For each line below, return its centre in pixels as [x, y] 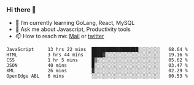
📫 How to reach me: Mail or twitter [60, 36]
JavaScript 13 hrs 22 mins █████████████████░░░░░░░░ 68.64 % [97, 50]
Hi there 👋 [21, 10]
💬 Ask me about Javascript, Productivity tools [73, 29]
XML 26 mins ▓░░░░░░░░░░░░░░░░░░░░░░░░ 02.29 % [97, 71]
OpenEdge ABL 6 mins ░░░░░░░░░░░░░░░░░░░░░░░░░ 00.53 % [97, 76]
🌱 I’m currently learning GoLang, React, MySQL [75, 23]
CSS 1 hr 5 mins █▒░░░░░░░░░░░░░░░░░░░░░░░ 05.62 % [97, 60]
